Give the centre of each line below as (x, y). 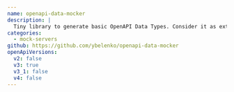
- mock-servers (36, 39)
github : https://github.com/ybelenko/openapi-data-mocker (93, 46)
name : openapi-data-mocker (46, 13)
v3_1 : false (31, 71)
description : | (29, 20)
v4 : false (28, 78)
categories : (24, 33)
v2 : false (28, 59)
